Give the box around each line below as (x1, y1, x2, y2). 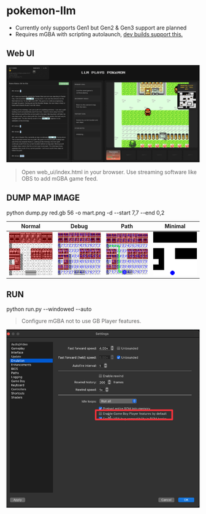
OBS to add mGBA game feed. (21, 174, 98, 182)
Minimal (164, 222, 186, 230)
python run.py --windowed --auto (6, 305, 92, 313)
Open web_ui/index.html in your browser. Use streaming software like (21, 168, 197, 176)
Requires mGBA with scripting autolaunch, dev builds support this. (15, 30, 183, 37)
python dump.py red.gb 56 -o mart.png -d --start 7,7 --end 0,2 (6, 209, 165, 216)
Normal (21, 222, 41, 230)
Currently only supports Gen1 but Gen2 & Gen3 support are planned (15, 24, 187, 31)
